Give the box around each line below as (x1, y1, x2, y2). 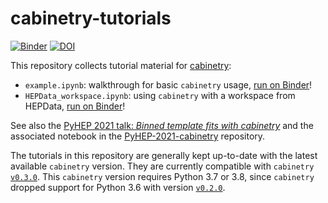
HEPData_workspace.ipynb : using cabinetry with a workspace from (24, 89, 296, 101)
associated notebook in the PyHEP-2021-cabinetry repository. (10, 130, 266, 142)
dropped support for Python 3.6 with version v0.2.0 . (10, 181, 226, 193)
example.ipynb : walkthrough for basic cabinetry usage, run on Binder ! (24, 78, 313, 91)
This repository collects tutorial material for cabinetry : (10, 59, 232, 71)
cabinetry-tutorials (10, 7, 172, 30)
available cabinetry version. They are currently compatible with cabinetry (10, 160, 315, 172)
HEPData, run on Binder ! (24, 100, 126, 112)
